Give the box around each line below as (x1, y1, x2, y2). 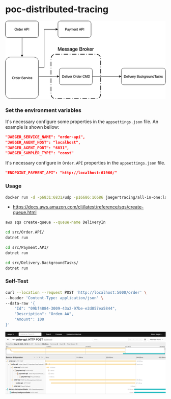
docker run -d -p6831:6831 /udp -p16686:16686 (5, 195, 103, 200)
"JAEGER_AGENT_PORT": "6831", (5, 145, 70, 150)
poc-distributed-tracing (5, 4, 108, 15)
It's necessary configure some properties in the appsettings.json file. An (5, 119, 159, 125)
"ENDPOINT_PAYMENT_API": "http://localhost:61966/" (5, 170, 117, 176)
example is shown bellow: (5, 124, 60, 130)
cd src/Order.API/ (5, 230, 44, 235)
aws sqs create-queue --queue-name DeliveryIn (5, 220, 106, 225)
